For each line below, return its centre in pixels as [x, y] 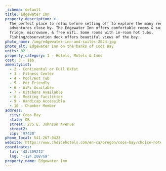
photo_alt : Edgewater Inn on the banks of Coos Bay [59, 46]
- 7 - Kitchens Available [36, 92]
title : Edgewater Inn [27, 14]
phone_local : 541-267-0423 [33, 138]
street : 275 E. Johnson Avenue [42, 124]
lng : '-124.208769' [30, 156]
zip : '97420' [23, 134]
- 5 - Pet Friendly [30, 83]
